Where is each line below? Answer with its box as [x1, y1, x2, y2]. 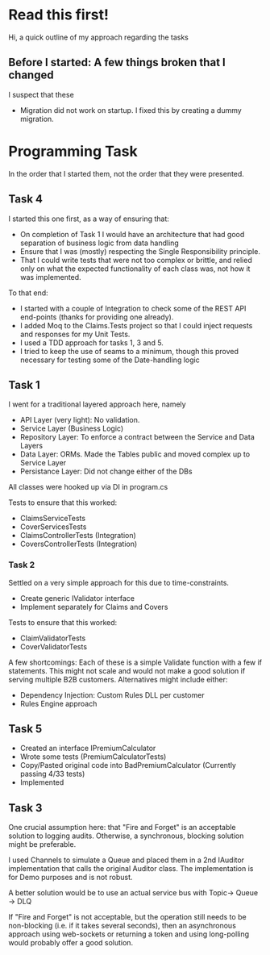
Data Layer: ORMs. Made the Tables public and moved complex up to [19, 449, 251, 459]
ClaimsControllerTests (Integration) [19, 531, 137, 540]
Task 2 [8, 559, 35, 570]
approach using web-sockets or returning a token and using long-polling [8, 929, 250, 939]
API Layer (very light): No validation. [19, 415, 140, 425]
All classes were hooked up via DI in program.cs [8, 482, 168, 492]
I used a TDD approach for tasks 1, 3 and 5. [19, 337, 164, 348]
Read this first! [8, 6, 109, 24]
